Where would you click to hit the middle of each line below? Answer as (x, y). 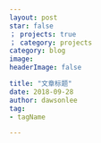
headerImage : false (46, 68)
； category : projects (50, 42)
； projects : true (43, 34)
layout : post (34, 17)
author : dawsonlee (43, 100)
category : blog (38, 51)
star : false (31, 26)
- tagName (28, 117)
